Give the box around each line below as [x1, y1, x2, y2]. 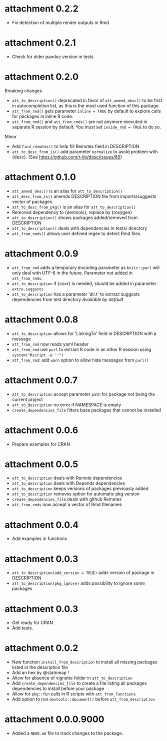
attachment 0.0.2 [4, 642, 78, 654]
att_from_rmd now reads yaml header [11, 341, 89, 347]
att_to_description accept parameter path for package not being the [11, 391, 155, 397]
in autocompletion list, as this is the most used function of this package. [11, 102, 160, 108]
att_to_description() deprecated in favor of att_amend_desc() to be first [11, 97, 162, 103]
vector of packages [11, 198, 52, 204]
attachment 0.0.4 [4, 519, 79, 530]
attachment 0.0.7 [4, 374, 78, 385]
